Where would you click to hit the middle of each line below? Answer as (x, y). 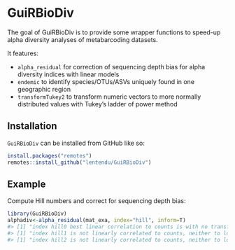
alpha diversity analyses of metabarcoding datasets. (83, 39)
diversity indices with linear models (68, 74)
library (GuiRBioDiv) (37, 214)
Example (27, 184)
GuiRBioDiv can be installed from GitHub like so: (76, 143)
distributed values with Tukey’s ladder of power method (98, 104)
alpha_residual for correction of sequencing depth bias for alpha (111, 67)
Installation (32, 126)
